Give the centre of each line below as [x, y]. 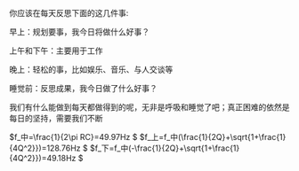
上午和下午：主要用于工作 [56, 51]
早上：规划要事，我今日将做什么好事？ [79, 32]
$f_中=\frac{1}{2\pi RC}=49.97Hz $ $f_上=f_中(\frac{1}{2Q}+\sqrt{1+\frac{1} [148, 137]
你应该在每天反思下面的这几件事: [69, 13]
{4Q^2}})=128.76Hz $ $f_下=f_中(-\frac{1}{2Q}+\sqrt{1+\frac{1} [125, 148]
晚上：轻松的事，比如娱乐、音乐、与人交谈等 [91, 70]
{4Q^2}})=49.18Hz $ [46, 158]
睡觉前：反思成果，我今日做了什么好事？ [83, 88]
